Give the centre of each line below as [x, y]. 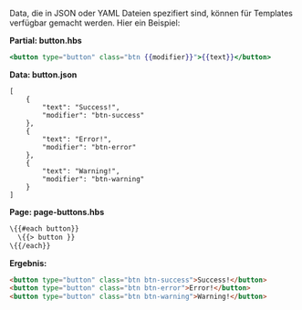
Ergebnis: [28, 263]
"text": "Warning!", [81, 171]
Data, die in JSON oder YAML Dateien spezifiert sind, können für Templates [151, 13]
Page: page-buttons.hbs [57, 212]
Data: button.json [43, 74]
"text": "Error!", [77, 139]
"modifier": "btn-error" [89, 147]
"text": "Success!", [81, 107]
